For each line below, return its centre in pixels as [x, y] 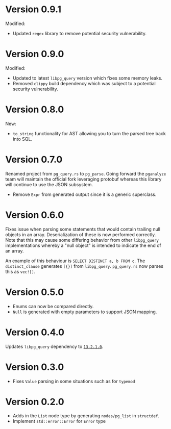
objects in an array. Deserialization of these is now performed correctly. [81, 234]
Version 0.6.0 [35, 215]
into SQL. [22, 139]
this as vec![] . [20, 271]
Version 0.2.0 [35, 402]
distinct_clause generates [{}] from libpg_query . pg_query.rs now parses [84, 266]
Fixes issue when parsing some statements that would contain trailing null [83, 229]
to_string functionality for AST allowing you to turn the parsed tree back [89, 133]
